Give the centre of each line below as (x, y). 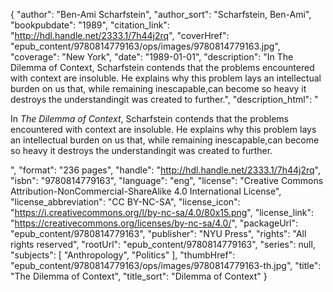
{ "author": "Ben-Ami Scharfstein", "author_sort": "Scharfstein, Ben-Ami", (161, 14)
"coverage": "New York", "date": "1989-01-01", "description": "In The (152, 57)
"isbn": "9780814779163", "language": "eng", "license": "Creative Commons (167, 180)
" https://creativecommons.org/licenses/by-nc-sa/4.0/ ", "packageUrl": (154, 223)
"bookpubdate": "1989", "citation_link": (90, 25)
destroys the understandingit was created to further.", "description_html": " (164, 99)
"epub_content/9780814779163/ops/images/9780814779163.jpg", (145, 46)
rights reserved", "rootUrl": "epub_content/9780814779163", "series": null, (163, 244)
